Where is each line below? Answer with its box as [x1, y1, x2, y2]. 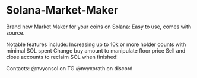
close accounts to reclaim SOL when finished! [6, 53, 118, 60]
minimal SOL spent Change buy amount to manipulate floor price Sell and [6, 47, 186, 54]
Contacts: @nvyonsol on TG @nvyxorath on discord [6, 64, 133, 71]
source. [6, 29, 25, 36]
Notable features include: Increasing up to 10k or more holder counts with [6, 41, 186, 48]
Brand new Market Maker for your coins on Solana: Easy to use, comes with [6, 23, 192, 30]
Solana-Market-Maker [6, 4, 119, 17]
